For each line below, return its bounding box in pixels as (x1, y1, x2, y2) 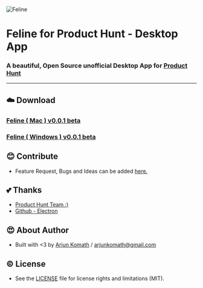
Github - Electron (14, 207, 58, 215)
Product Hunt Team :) (14, 201, 69, 209)
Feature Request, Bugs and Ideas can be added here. (14, 167, 148, 175)
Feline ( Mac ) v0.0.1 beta (6, 116, 81, 124)
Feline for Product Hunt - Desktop (6, 27, 178, 41)
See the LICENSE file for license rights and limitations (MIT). (14, 275, 165, 282)
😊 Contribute (6, 152, 59, 162)
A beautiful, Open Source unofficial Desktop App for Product (6, 61, 188, 70)
